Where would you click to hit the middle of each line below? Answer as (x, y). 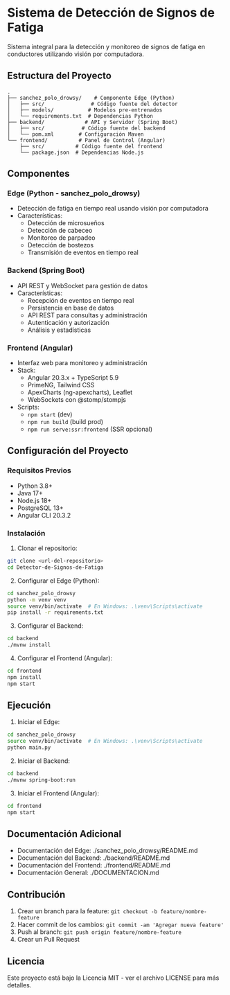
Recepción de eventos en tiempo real (81, 300)
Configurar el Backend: (50, 626)
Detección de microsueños (66, 223)
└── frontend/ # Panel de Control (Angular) (87, 140)
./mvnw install (29, 645)
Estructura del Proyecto (60, 76)
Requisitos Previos (39, 470)
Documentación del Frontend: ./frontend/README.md (94, 865)
